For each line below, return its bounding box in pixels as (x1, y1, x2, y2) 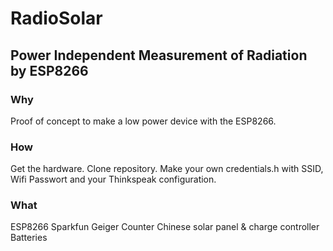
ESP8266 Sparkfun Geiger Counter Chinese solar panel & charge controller (10, 221, 320, 233)
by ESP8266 (10, 62, 89, 79)
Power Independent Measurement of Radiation (10, 47, 308, 64)
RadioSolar (10, 7, 103, 30)
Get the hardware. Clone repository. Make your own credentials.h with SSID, (10, 163, 324, 175)
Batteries (10, 232, 48, 244)
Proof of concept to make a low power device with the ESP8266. (10, 115, 277, 127)
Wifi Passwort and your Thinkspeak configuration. (10, 173, 217, 186)
